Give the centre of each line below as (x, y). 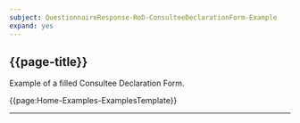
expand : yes (31, 26)
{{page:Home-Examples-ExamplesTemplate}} (93, 101)
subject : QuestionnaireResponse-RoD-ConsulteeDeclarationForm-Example (143, 17)
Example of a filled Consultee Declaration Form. (97, 83)
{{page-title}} (49, 62)
